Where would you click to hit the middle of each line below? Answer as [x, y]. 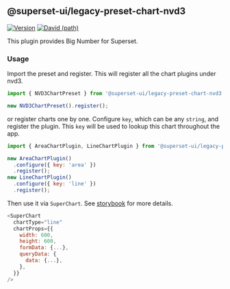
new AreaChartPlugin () [39, 158]
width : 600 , [36, 235]
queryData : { [38, 254]
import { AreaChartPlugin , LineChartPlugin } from [81, 146]
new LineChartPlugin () [39, 177]
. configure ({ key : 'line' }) [55, 184]
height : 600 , [38, 241]
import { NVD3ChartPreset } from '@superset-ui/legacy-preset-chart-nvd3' [116, 94]
